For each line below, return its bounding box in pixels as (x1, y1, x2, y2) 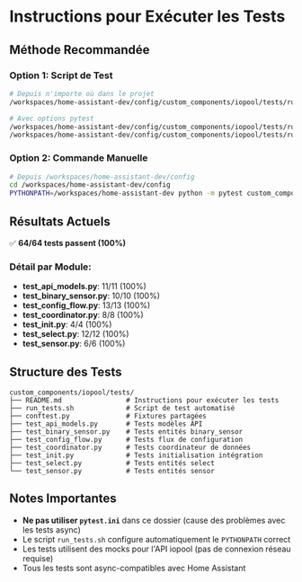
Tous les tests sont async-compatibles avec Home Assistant (22, 562, 246, 573)
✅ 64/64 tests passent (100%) (9, 237, 126, 248)
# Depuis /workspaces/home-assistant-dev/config (9, 172, 195, 181)
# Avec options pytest (9, 114, 94, 123)
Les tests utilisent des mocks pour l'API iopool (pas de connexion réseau (22, 543, 291, 554)
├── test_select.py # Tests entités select (9, 459, 216, 468)
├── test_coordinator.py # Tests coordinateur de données (9, 443, 252, 453)
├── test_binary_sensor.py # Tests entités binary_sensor (9, 428, 244, 436)
